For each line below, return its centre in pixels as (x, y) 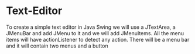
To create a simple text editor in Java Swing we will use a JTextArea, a (91, 27)
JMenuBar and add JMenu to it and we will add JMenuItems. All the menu (95, 33)
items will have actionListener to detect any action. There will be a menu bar (98, 39)
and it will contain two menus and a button (57, 46)
